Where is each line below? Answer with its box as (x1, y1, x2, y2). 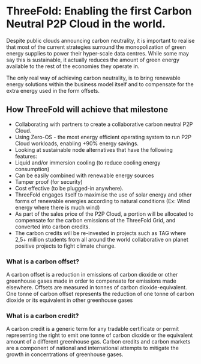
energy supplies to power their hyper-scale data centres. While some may (6, 49, 189, 57)
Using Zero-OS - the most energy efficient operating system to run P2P (14, 133, 192, 140)
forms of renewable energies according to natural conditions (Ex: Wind (14, 197, 190, 204)
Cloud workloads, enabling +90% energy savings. (14, 140, 139, 147)
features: (14, 152, 38, 160)
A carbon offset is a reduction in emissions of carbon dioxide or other (6, 271, 178, 278)
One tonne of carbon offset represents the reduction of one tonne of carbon (6, 290, 194, 298)
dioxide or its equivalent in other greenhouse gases (6, 297, 133, 304)
